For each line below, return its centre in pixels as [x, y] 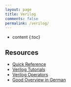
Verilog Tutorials [29, 69]
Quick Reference [29, 65]
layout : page [18, 10]
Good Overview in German [39, 80]
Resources [22, 53]
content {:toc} [26, 37]
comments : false [22, 19]
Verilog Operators [30, 75]
